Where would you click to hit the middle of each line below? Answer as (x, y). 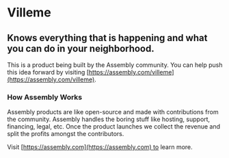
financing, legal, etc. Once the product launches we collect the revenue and (114, 127)
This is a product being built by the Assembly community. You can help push (115, 65)
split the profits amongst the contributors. (66, 134)
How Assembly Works (45, 97)
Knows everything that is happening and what (107, 38)
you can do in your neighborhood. (81, 48)
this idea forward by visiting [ (48, 72)
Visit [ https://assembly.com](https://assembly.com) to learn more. (100, 147)
